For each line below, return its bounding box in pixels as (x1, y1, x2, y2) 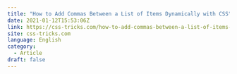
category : (7, 43, 37, 50)
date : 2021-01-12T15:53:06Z (7, 17, 90, 24)
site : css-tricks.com (7, 30, 71, 37)
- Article (13, 50, 42, 57)
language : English (7, 37, 61, 44)
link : (7, 23, 23, 30)
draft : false (7, 56, 46, 63)
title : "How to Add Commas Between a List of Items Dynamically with (7, 10, 217, 18)
